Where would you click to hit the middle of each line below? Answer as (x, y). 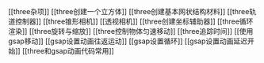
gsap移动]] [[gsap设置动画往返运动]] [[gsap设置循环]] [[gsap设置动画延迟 (128, 41)
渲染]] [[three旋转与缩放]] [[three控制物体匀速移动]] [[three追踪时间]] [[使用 (131, 31)
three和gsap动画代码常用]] (71, 51)
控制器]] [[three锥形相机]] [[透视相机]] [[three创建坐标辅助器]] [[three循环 (134, 21)
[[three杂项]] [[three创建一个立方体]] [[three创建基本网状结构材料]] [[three (129, 11)
